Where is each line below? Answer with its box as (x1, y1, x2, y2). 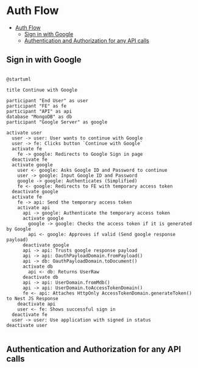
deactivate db (22, 274, 59, 280)
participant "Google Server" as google (6, 119, 108, 125)
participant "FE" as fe (6, 103, 67, 109)
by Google (6, 226, 32, 232)
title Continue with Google (6, 87, 78, 93)
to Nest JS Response (6, 295, 59, 301)
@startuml (6, 76, 32, 83)
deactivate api (17, 301, 56, 307)
